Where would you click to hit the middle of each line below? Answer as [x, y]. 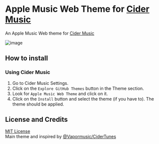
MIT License [18, 131]
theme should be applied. [38, 104]
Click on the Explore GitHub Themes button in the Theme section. [78, 88]
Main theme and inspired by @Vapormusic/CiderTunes [61, 137]
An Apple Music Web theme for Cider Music [50, 33]
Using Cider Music [28, 72]
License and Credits [37, 120]
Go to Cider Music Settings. [40, 83]
